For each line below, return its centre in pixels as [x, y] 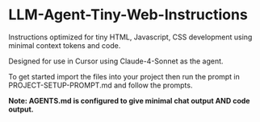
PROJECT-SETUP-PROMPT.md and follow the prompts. [101, 85]
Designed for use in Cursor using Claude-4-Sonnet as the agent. [116, 61]
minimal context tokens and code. [65, 45]
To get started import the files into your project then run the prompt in [124, 76]
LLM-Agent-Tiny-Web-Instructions [128, 15]
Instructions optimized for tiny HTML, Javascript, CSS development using [130, 37]
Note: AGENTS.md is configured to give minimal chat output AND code [129, 100]
